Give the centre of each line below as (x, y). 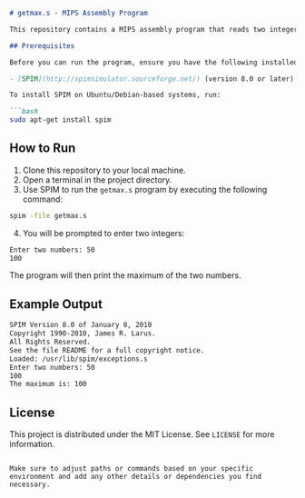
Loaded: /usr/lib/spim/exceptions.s (79, 359)
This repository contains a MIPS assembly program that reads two (138, 29)
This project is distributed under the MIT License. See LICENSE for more (142, 434)
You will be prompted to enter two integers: (103, 233)
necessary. (30, 485)
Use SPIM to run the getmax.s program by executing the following (145, 189)
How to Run (43, 149)
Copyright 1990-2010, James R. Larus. (83, 334)
